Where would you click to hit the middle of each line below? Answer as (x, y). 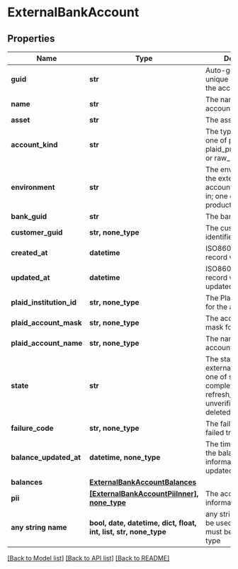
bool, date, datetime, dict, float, (143, 523)
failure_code (33, 428)
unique (217, 79)
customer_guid (37, 232)
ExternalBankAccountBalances (143, 482)
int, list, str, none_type (128, 532)
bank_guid (29, 216)
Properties (31, 39)
